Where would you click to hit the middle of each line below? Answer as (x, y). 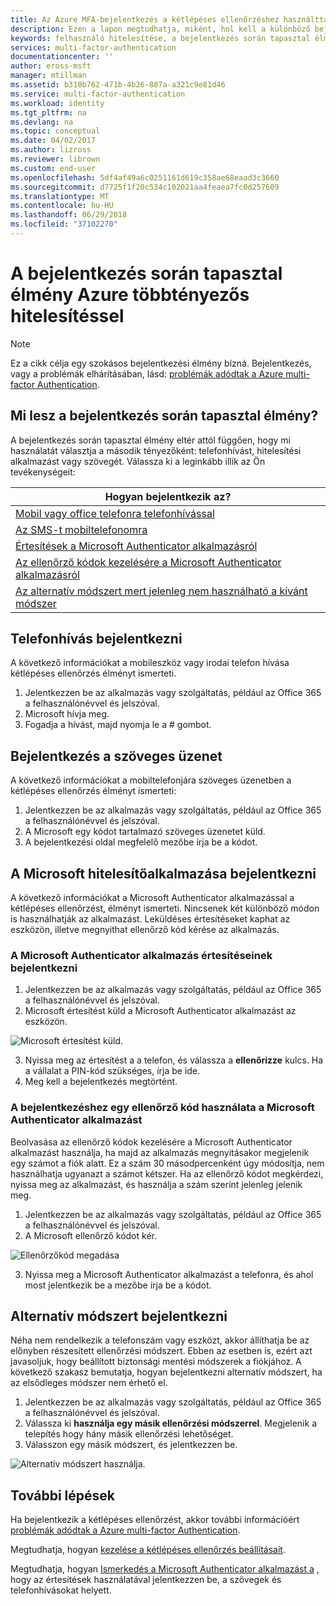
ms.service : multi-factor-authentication (98, 94)
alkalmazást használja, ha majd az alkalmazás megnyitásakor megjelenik (160, 1152)
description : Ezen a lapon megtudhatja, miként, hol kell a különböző (160, 29)
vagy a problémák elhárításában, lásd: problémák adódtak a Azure (147, 373)
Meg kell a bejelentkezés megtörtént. (101, 1082)
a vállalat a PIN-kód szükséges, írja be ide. (112, 1071)
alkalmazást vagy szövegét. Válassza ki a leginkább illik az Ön (138, 461)
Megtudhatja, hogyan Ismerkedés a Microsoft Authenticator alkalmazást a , (165, 1569)
